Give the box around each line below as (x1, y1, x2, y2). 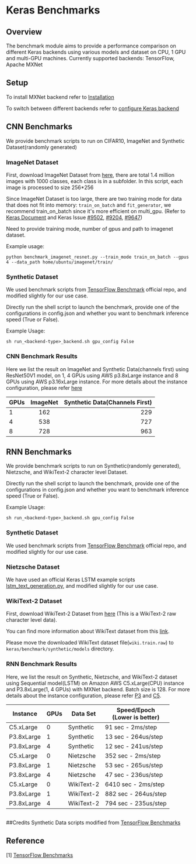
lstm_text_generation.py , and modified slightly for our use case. (6, 582, 159, 589)
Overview (6, 27, 43, 37)
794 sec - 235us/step (104, 799, 167, 807)
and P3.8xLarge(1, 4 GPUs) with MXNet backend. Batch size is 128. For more (6, 685, 190, 692)
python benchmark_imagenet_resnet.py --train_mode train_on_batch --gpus (6, 254, 190, 260)
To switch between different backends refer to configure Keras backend (6, 105, 179, 112)
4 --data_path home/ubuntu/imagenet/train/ (6, 259, 114, 265)
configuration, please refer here (6, 384, 83, 391)
